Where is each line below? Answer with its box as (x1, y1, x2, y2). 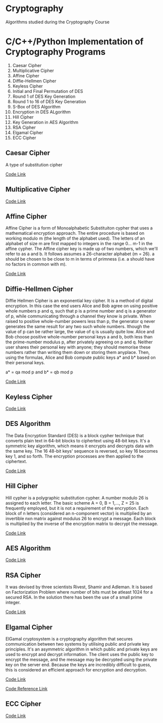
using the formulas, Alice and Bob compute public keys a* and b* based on (5, 354, 156, 360)
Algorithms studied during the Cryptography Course (5, 19, 110, 25)
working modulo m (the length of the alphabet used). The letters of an (5, 235, 145, 241)
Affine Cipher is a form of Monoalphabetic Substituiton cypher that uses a (5, 225, 153, 231)
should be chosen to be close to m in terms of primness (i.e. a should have (5, 256, 155, 262)
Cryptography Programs (5, 47, 106, 57)
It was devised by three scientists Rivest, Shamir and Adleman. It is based (5, 584, 153, 590)
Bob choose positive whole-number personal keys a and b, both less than (5, 334, 153, 340)
